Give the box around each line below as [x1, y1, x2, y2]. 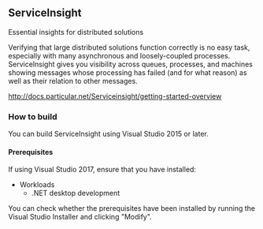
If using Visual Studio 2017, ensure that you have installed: [8, 165, 197, 175]
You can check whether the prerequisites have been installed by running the [8, 204, 256, 213]
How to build [8, 111, 57, 122]
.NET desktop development [31, 189, 120, 198]
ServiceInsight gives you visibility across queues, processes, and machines [8, 59, 254, 69]
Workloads [19, 180, 55, 190]
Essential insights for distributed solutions [8, 27, 144, 36]
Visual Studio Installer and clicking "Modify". [8, 212, 152, 222]
